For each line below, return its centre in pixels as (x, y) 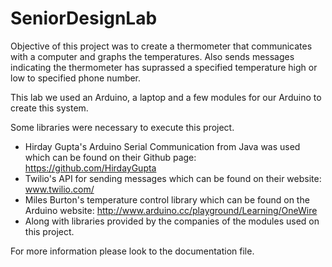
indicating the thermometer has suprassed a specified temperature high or (164, 67)
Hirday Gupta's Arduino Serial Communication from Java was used (162, 146)
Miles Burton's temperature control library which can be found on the (167, 199)
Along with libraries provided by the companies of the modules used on (172, 221)
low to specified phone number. (76, 78)
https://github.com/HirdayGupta (90, 168)
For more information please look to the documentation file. (132, 251)
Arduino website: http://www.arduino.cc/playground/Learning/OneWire (171, 210)
